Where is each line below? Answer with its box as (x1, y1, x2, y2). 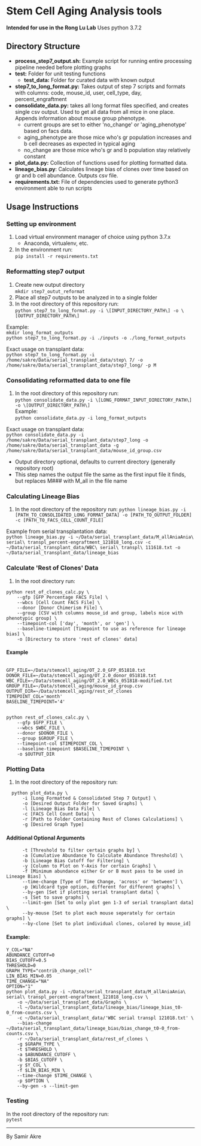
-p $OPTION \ (17, 1078, 50, 1084)
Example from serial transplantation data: (6, 528, 108, 535)
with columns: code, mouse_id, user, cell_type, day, (14, 89, 142, 96)
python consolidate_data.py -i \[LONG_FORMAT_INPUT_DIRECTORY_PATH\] (14, 397, 193, 404)
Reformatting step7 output (6, 268, 85, 276)
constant (23, 153, 46, 160)
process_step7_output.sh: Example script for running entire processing (14, 57, 192, 64)
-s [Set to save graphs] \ (22, 895, 90, 901)
